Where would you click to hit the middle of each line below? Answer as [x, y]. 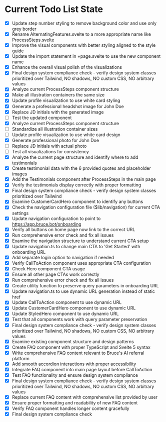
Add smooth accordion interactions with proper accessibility [74, 364]
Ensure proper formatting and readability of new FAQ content [75, 403]
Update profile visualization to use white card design [66, 135]
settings [20, 213]
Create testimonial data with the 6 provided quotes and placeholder [81, 168]
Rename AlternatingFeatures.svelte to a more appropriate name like [81, 34]
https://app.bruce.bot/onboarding [46, 224]
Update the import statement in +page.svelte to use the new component [86, 56]
